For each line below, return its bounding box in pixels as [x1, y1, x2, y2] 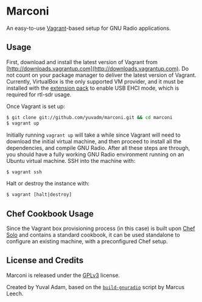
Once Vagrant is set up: [6, 102, 66, 110]
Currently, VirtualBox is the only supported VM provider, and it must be [6, 77, 184, 85]
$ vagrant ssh [6, 169, 43, 175]
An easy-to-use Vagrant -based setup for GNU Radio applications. [6, 24, 171, 32]
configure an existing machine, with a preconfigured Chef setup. [6, 238, 169, 245]
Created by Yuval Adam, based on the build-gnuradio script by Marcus [6, 283, 185, 290]
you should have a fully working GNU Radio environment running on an [6, 151, 184, 158]
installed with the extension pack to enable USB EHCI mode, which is [6, 84, 179, 92]
